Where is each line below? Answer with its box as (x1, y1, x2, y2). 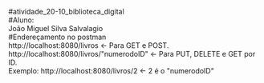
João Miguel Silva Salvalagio (8, 24, 104, 33)
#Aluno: (8, 15, 35, 25)
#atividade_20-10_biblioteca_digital (8, 7, 124, 16)
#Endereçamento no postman (8, 32, 107, 41)
